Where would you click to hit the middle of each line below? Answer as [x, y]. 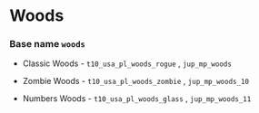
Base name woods [48, 44]
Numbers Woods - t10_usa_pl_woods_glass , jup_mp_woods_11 [137, 99]
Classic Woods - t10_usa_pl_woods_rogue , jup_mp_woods [127, 63]
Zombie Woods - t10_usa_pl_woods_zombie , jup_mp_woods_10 [136, 81]
